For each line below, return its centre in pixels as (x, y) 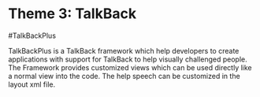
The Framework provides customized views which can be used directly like (130, 67)
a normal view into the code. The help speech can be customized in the (124, 76)
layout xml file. (32, 84)
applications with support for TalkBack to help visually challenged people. (128, 59)
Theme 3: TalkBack (72, 14)
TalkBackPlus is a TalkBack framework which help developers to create (124, 50)
